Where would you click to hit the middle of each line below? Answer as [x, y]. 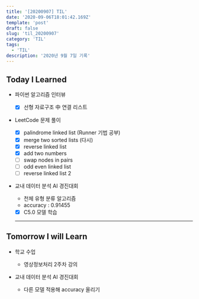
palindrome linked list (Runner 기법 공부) [72, 132]
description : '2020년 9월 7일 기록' [48, 56]
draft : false [22, 28]
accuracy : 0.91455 [47, 205]
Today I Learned [36, 80]
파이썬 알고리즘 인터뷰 [40, 95]
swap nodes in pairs [48, 160]
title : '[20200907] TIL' [37, 12]
